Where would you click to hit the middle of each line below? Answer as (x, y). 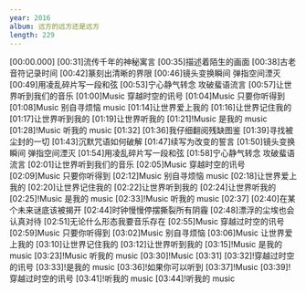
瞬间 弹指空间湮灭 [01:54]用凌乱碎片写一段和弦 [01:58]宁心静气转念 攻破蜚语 (152, 153)
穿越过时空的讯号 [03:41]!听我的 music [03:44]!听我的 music (122, 278)
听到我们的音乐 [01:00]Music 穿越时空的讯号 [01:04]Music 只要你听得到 (151, 96)
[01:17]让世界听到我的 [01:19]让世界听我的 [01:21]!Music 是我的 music (138, 119)
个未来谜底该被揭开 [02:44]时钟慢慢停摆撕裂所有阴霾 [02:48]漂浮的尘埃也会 (152, 210)
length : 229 (32, 35)
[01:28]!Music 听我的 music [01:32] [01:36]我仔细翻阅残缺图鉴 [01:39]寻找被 (152, 130)
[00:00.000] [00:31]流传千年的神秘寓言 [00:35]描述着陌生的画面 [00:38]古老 (153, 62)
